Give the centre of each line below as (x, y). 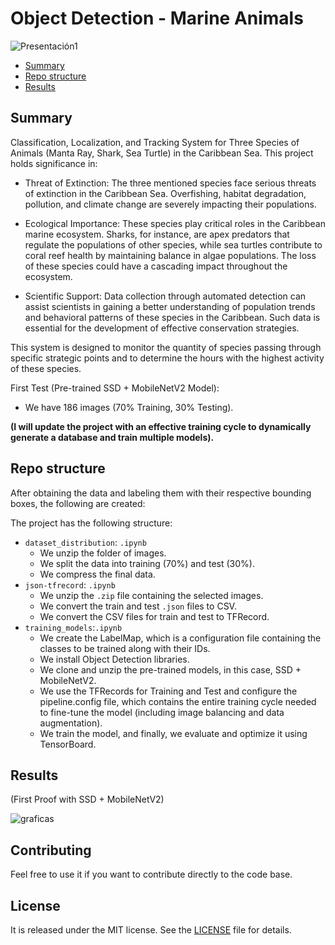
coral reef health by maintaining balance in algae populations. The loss (170, 255)
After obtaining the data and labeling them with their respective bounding (161, 493)
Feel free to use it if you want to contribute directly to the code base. (151, 874)
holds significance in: (54, 163)
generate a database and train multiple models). (112, 437)
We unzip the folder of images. (103, 553)
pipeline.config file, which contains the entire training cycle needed (178, 701)
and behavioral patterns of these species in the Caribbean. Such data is (172, 317)
